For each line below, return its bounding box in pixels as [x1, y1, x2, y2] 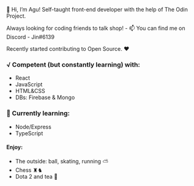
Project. [6, 12, 26, 20]
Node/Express [15, 123, 52, 130]
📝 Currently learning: [6, 109, 70, 117]
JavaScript [15, 81, 43, 88]
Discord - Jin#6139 [6, 34, 55, 40]
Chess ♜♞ [15, 166, 43, 174]
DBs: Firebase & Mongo [15, 94, 75, 101]
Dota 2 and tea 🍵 [15, 173, 58, 180]
